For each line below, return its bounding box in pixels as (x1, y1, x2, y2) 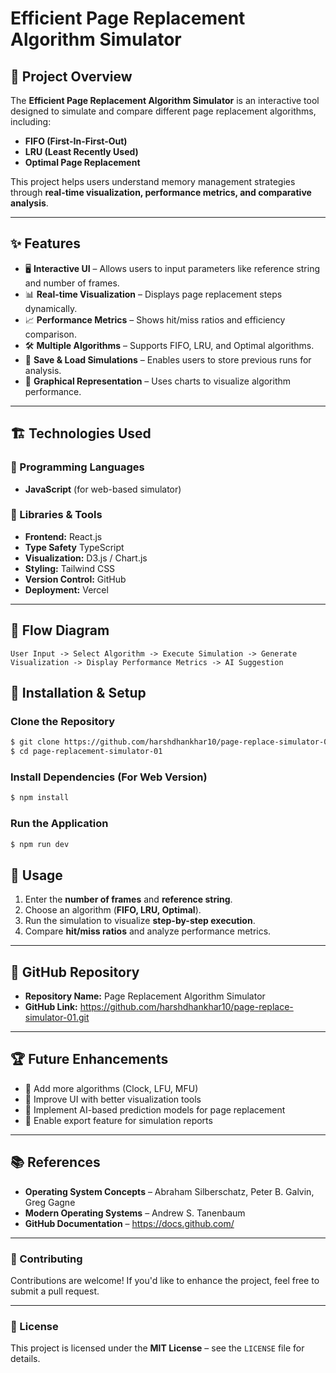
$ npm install (10, 793, 70, 803)
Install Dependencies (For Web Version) (10, 770, 208, 784)
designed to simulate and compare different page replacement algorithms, (10, 105, 317, 117)
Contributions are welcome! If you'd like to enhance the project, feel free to (10, 1274, 320, 1286)
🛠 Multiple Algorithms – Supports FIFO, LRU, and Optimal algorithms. (24, 339, 315, 351)
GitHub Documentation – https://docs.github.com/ (24, 1217, 235, 1229)
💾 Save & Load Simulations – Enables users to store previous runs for (24, 353, 312, 366)
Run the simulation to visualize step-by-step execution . (24, 915, 256, 927)
